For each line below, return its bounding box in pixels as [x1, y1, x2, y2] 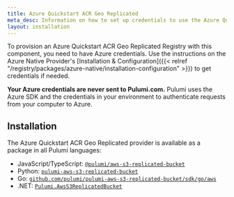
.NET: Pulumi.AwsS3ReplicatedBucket [17, 182, 123, 190]
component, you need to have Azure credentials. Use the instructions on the [7, 49, 226, 58]
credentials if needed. [7, 72, 70, 80]
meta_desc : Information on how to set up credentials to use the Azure [7, 17, 219, 24]
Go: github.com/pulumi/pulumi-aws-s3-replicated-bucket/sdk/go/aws [17, 175, 217, 183]
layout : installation [7, 23, 70, 30]
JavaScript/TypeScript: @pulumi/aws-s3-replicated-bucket [17, 159, 185, 168]
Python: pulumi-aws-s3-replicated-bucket [17, 167, 139, 175]
